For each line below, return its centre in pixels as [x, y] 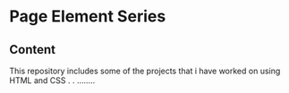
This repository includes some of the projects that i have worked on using [145, 71]
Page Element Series [88, 17]
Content [33, 50]
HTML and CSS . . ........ [52, 80]
